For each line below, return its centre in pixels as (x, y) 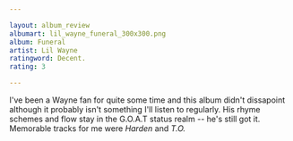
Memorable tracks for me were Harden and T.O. (98, 129)
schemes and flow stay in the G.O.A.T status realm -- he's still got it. (135, 119)
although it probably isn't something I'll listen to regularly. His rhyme (135, 109)
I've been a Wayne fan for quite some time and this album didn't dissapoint (147, 100)
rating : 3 (28, 67)
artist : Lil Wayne (43, 50)
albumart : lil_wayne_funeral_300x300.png (88, 33)
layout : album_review (50, 25)
